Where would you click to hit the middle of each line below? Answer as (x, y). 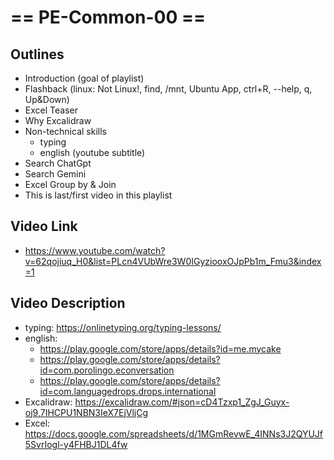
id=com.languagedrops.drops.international (128, 391)
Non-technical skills (65, 131)
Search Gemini (55, 174)
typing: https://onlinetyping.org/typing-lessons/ (123, 327)
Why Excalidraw (58, 120)
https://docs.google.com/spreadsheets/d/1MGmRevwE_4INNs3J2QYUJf (174, 433)
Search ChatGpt (58, 163)
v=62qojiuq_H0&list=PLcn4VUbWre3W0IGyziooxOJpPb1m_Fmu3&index (173, 261)
